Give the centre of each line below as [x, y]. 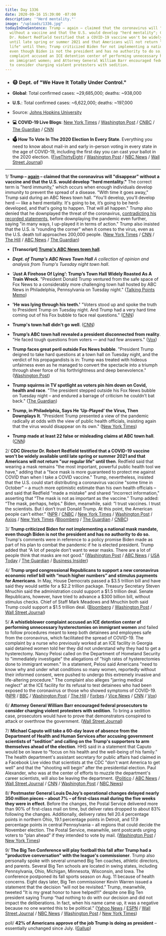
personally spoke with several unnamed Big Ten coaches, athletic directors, [82, 861]
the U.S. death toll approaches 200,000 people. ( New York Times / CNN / [80, 235]
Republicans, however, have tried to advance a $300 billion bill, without [78, 597]
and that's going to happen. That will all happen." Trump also [91, 208]
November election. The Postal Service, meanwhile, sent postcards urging [81, 830]
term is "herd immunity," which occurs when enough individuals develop [79, 187]
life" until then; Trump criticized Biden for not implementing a [79, 47]
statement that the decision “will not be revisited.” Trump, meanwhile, [76, 887]
